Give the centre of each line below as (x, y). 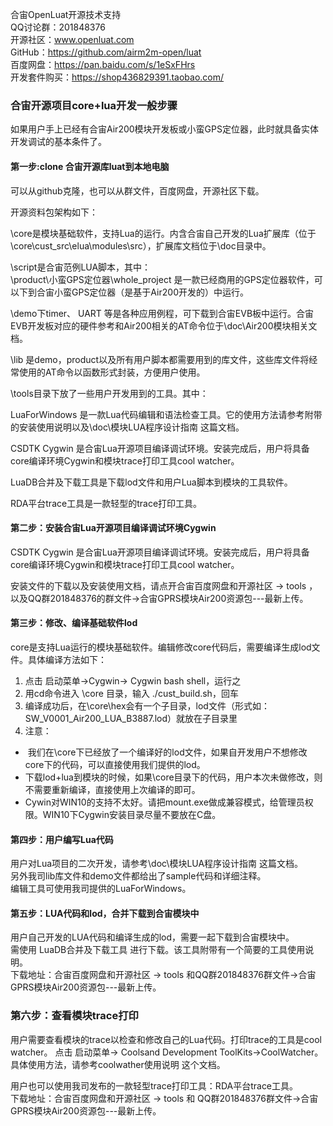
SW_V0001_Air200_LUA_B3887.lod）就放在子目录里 (131, 718)
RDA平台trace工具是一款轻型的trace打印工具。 (106, 503)
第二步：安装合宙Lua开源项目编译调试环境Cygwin (113, 528)
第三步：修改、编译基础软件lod (74, 623)
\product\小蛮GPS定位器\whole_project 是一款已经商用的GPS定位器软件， (162, 279)
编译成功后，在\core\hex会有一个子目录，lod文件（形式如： (147, 705)
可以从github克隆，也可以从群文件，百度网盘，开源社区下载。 (137, 190)
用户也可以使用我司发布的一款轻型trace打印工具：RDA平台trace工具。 (154, 1085)
